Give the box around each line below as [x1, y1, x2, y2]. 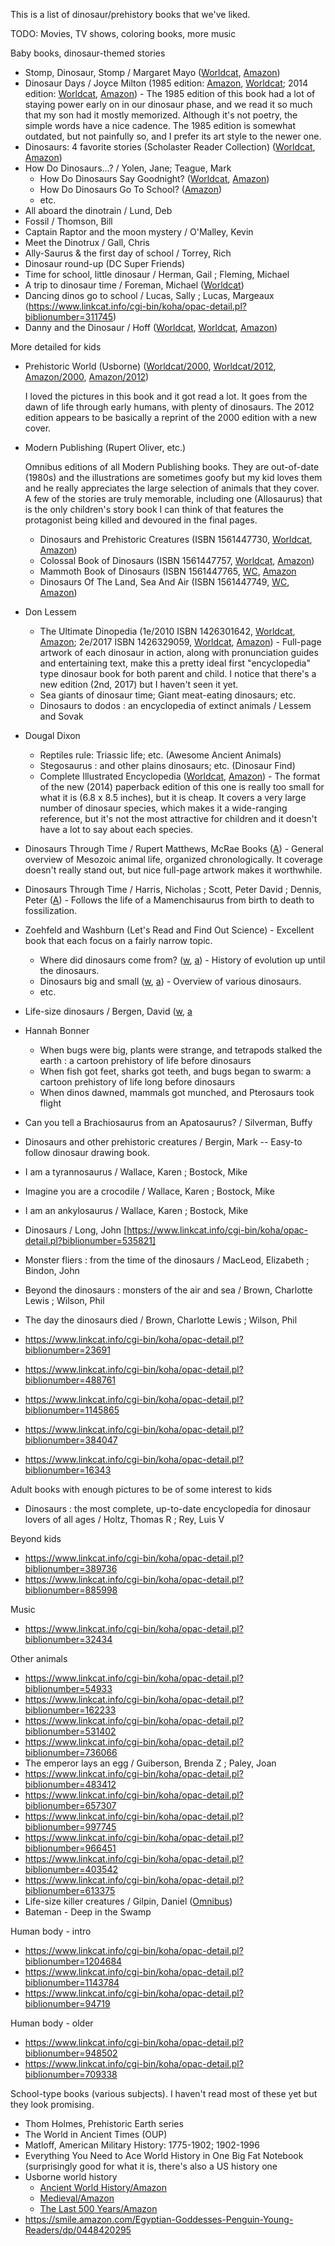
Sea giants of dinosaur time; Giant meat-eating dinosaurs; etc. [39, 689, 297, 701]
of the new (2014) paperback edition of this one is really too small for [39, 781, 325, 793]
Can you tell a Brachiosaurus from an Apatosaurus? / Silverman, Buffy [24, 1117, 313, 1128]
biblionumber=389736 [24, 1563, 118, 1574]
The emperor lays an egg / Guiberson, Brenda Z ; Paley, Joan [24, 1757, 277, 1769]
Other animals [10, 1653, 68, 1664]
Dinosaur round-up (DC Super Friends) [24, 258, 186, 269]
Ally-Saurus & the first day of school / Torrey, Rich [24, 247, 232, 259]
